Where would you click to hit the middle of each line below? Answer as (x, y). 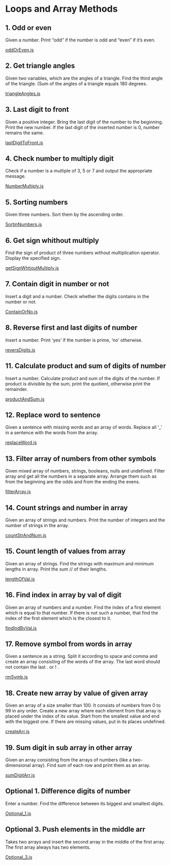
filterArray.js (18, 492)
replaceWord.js (21, 442)
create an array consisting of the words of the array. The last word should (83, 662)
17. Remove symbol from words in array (69, 644)
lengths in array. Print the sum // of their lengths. (56, 569)
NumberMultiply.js (25, 186)
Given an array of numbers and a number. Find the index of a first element (83, 607)
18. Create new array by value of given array (77, 693)
